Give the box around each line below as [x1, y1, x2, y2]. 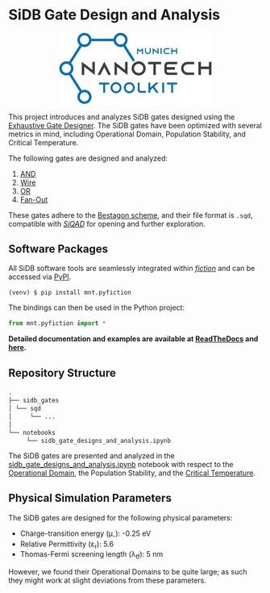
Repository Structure [8, 365, 117, 380]
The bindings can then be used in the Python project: [8, 303, 185, 312]
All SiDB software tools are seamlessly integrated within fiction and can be [8, 264, 255, 274]
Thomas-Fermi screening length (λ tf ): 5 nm [19, 549, 164, 562]
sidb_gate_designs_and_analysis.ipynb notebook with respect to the [8, 460, 234, 469]
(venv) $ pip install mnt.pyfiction [8, 289, 131, 297]
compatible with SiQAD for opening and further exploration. [8, 219, 206, 228]
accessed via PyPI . [8, 272, 72, 282]
